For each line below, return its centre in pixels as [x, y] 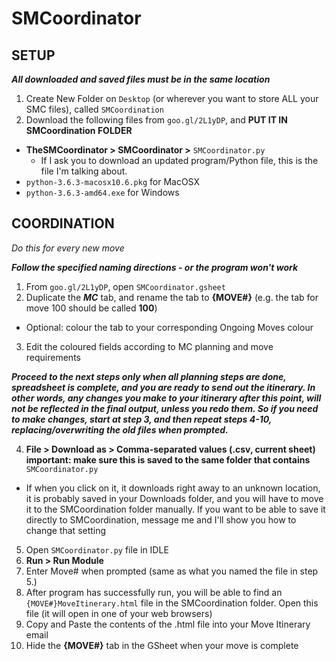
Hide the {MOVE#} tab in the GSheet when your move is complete [162, 645]
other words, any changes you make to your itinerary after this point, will [166, 398]
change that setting [66, 530]
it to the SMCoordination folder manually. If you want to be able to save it [175, 509]
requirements [53, 357]
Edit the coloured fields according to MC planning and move [149, 346]
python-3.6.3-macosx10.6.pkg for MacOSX [113, 181]
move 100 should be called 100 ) [91, 308]
